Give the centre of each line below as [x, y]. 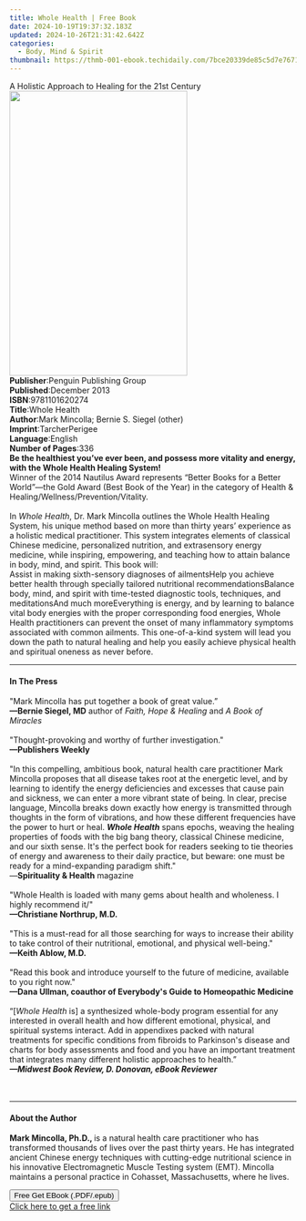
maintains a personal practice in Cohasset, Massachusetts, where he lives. [149, 1177]
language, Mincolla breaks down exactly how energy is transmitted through [151, 808]
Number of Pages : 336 [51, 448]
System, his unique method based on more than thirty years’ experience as [150, 526]
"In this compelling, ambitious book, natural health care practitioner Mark [147, 769]
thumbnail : [30, 60]
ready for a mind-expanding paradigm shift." [93, 866]
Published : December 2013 [60, 390]
